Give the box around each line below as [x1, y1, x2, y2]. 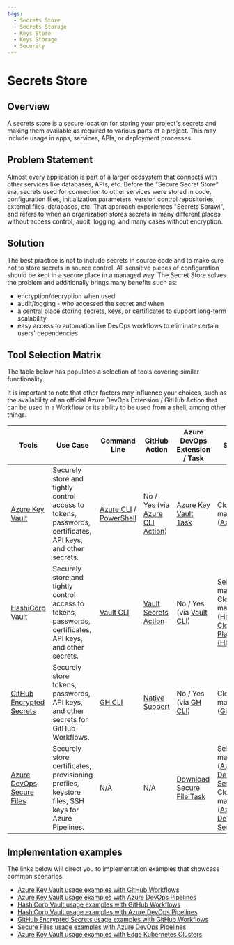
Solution [7, 237, 45, 249]
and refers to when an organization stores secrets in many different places [7, 210, 221, 218]
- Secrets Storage [13, 23, 68, 30]
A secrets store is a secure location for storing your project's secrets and [7, 119, 217, 127]
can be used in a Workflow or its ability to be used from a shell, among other [7, 403, 226, 412]
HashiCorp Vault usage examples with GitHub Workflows [17, 900, 181, 909]
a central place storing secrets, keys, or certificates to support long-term [17, 307, 227, 315]
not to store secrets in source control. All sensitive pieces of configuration [7, 263, 219, 272]
